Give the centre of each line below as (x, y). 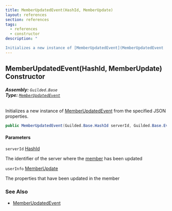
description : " (21, 39)
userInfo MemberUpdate (32, 168)
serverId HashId (23, 149)
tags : (11, 24)
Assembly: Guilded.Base (31, 90)
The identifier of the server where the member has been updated (74, 159)
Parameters (18, 137)
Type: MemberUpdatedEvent (33, 95)
